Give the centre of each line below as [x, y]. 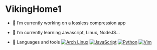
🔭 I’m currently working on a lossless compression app [69, 23]
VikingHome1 [33, 9]
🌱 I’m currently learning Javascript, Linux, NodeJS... [66, 32]
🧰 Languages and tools [36, 42]
